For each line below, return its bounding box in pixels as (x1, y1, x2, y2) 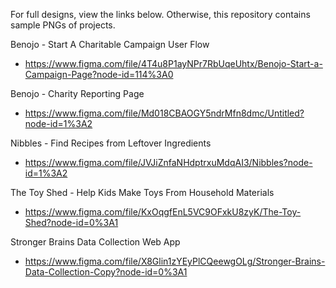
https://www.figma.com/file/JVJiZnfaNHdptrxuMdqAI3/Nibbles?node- (24, 157, 313, 168)
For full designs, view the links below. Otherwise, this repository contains (10, 9, 311, 20)
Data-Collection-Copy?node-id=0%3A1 (24, 266, 188, 278)
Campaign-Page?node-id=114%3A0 (24, 69, 174, 80)
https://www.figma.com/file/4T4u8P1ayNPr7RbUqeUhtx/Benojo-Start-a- (24, 58, 323, 69)
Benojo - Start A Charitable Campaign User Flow (10, 39, 210, 50)
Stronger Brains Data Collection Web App (10, 236, 181, 248)
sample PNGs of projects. (10, 19, 116, 31)
